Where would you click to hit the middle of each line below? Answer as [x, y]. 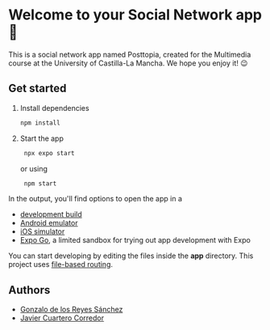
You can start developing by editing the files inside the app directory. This [131, 256]
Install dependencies [55, 108]
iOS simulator [42, 231]
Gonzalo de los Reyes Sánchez [71, 310]
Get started [37, 89]
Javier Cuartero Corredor [62, 318]
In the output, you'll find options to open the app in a [96, 199]
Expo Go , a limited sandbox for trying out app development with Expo [135, 240]
